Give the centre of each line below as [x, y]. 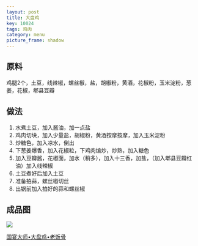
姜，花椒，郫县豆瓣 [31, 90]
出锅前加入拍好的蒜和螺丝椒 [50, 188]
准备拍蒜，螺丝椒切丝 [42, 181]
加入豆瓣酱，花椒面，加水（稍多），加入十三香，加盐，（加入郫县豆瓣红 [104, 158]
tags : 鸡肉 [19, 29]
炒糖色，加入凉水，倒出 [45, 143]
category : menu [26, 35]
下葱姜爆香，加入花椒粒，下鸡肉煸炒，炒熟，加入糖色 [82, 150]
